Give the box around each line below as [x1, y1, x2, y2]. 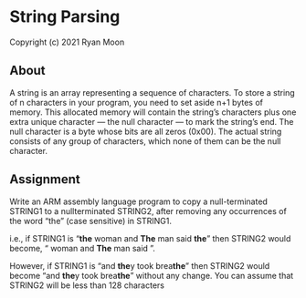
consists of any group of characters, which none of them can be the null [9, 135, 281, 147]
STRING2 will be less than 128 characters [9, 280, 164, 291]
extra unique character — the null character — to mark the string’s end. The [9, 116, 294, 127]
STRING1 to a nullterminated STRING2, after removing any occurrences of [9, 205, 288, 216]
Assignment [9, 171, 80, 188]
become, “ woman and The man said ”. [9, 242, 155, 253]
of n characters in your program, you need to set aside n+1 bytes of [9, 97, 263, 108]
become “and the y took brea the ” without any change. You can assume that [9, 270, 294, 281]
